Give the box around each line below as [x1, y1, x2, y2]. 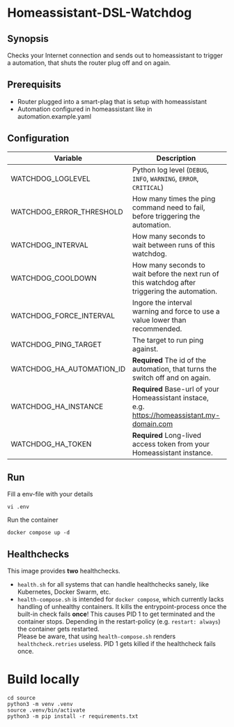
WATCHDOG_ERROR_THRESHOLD [10, 207, 123, 216]
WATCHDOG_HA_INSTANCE [10, 402, 104, 411]
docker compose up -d [7, 529, 70, 536]
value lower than [132, 315, 187, 325]
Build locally [7, 672, 80, 687]
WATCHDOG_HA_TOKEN [10, 439, 92, 448]
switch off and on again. [132, 372, 211, 382]
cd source [7, 695, 36, 702]
